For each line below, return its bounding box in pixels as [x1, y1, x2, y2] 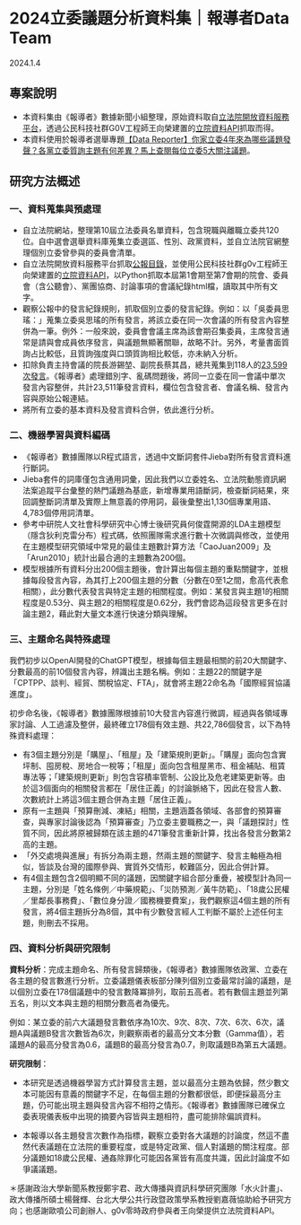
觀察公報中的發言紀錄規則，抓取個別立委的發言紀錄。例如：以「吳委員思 [21, 303, 289, 314]
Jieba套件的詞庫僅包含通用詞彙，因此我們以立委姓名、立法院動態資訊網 [21, 473, 287, 485]
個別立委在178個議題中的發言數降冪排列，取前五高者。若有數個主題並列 [16, 986, 281, 997]
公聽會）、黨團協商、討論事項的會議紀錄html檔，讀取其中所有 [46, 281, 271, 292]
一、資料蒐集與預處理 [9, 203, 101, 215]
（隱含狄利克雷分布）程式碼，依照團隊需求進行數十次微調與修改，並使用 [21, 529, 289, 540]
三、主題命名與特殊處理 [9, 633, 110, 645]
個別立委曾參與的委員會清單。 [30, 248, 141, 258]
